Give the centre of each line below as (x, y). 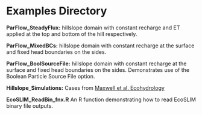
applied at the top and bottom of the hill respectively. (72, 34)
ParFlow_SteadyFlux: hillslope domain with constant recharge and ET (93, 28)
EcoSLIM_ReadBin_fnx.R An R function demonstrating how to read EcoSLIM (101, 99)
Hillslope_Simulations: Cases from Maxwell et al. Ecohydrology (85, 87)
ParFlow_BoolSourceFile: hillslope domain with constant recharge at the (96, 63)
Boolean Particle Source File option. (51, 76)
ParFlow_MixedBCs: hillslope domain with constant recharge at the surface (100, 46)
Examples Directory (57, 11)
